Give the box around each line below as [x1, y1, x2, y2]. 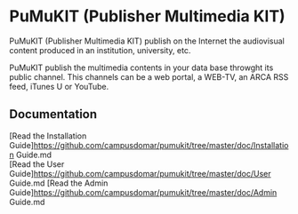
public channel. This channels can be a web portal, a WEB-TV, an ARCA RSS [9, 71, 289, 82]
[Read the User [9, 158, 65, 170]
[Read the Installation [9, 131, 87, 141]
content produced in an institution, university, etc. [9, 44, 191, 55]
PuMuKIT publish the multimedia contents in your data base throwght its [9, 62, 274, 73]
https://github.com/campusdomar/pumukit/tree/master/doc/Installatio [33, 139, 289, 150]
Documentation [9, 107, 98, 122]
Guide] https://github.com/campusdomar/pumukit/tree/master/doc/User [9, 168, 271, 178]
